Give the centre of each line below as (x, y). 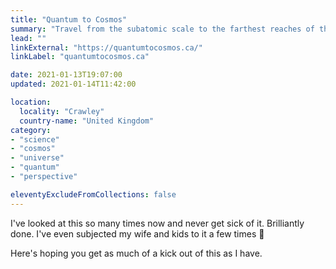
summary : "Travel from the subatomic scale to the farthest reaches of (162, 29)
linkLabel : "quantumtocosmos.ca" (80, 57)
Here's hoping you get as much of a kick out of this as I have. (136, 253)
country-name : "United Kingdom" (87, 121)
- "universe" (37, 158)
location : (31, 102)
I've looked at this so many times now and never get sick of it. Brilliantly (157, 223)
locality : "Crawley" (62, 111)
